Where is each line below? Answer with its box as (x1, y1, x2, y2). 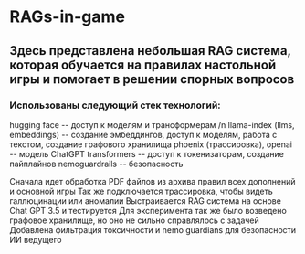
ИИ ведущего (9, 234, 62, 245)
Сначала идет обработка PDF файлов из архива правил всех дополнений (9, 175, 296, 186)
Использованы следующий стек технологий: (9, 99, 221, 111)
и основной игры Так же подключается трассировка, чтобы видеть (9, 185, 274, 196)
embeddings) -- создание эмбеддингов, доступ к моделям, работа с (9, 129, 278, 140)
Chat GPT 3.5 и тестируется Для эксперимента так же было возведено (9, 205, 288, 216)
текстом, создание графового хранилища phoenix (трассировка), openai (9, 139, 292, 150)
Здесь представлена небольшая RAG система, (9, 43, 291, 58)
